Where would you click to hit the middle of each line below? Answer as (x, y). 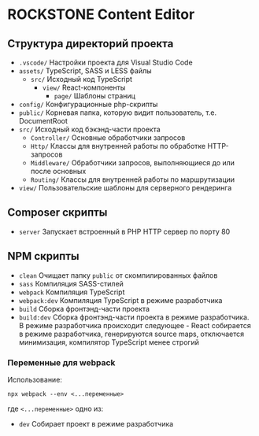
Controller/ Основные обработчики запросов (108, 138)
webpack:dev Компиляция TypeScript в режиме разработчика (120, 300)
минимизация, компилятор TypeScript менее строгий (109, 342)
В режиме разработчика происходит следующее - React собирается (135, 325)
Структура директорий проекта (91, 44)
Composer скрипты (57, 213)
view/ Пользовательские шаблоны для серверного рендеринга (125, 188)
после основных (58, 171)
